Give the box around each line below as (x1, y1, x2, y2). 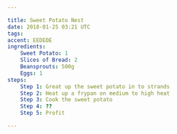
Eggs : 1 (20, 69, 43, 77)
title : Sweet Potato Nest (7, 16, 84, 24)
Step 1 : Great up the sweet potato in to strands (20, 83, 171, 90)
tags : (7, 30, 23, 37)
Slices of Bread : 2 (20, 56, 78, 64)
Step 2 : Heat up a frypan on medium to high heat (20, 90, 171, 97)
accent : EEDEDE (7, 36, 53, 43)
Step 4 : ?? (20, 103, 53, 110)
